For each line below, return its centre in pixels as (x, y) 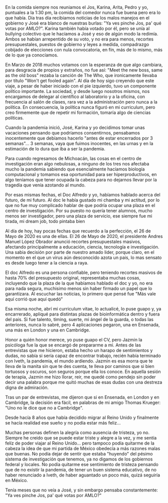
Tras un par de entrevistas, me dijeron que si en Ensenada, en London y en (82, 397)
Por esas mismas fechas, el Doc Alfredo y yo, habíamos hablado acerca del (83, 195)
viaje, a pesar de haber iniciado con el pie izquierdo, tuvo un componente (81, 86)
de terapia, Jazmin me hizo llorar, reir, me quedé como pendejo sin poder (80, 377)
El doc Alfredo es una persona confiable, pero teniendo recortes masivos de (84, 272)
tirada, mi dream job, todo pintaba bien (45, 221)
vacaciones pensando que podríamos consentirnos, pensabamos (72, 133)
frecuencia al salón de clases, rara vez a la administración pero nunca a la (81, 102)
